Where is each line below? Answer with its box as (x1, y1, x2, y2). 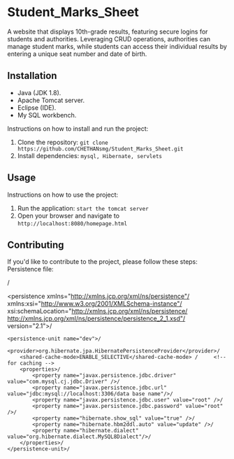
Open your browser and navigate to (17, 211, 120, 220)
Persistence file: (7, 265, 54, 274)
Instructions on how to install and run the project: (7, 124, 149, 133)
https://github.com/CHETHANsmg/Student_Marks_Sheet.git (17, 145, 184, 153)
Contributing (7, 239, 64, 250)
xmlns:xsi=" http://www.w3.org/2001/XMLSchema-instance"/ (7, 299, 182, 308)
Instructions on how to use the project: (7, 190, 119, 199)
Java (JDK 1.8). (17, 88, 61, 97)
